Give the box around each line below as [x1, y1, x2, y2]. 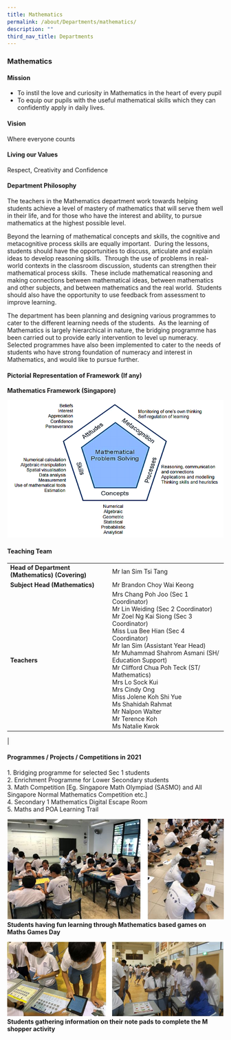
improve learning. [7, 298, 57, 306]
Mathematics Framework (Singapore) [7, 387, 116, 395]
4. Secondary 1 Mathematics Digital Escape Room [7, 797, 148, 806]
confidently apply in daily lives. [16, 103, 105, 112]
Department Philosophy [7, 181, 77, 190]
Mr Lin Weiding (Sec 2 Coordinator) [112, 604, 213, 613]
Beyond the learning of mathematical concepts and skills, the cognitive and [7, 232, 220, 241]
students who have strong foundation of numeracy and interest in [7, 348, 192, 356]
